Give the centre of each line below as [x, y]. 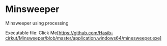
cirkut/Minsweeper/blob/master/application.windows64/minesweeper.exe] [83, 38]
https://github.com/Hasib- [86, 32]
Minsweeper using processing [37, 23]
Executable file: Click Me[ [32, 32]
